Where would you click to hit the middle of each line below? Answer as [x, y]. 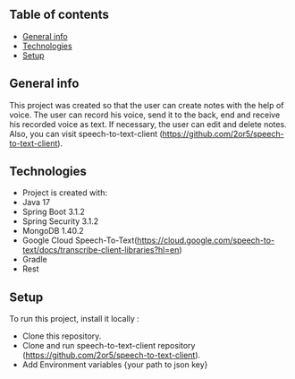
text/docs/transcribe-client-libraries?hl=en [101, 250]
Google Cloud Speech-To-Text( [80, 240]
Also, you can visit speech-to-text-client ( [86, 134]
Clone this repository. [62, 336]
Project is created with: [65, 193]
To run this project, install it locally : [75, 319]
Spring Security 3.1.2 [60, 221]
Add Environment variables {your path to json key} [115, 365]
